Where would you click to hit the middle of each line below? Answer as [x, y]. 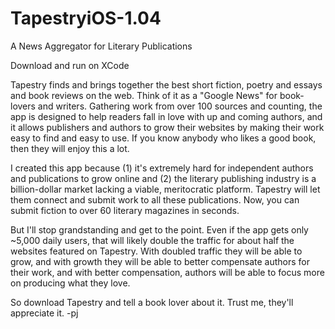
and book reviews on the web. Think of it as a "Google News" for [144, 95]
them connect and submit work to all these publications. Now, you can [155, 199]
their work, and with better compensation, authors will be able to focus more [167, 272]
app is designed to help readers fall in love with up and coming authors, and [166, 116]
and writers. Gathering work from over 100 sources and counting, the [180, 106]
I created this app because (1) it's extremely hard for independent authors [162, 168]
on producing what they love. [70, 283]
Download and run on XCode [70, 65]
